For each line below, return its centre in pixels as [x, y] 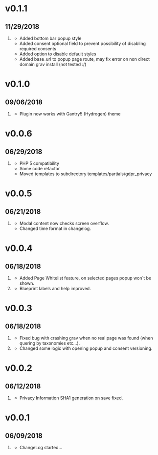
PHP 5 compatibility [39, 163]
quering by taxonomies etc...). [50, 343]
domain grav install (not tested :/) [53, 64]
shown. [27, 283]
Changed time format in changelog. [55, 228]
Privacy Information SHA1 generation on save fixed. [71, 398]
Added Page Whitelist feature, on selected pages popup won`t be [85, 278]
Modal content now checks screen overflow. [64, 223]
